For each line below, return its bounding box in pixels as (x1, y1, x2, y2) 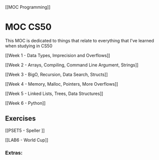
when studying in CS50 (5, 43, 53, 49)
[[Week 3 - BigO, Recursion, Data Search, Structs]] (5, 71, 108, 77)
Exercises (5, 114, 36, 123)
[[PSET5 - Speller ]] (5, 128, 45, 133)
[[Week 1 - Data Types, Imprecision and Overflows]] (5, 52, 110, 58)
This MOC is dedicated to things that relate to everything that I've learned (5, 37, 154, 43)
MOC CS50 (5, 22, 52, 32)
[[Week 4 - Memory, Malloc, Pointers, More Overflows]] (5, 81, 118, 87)
